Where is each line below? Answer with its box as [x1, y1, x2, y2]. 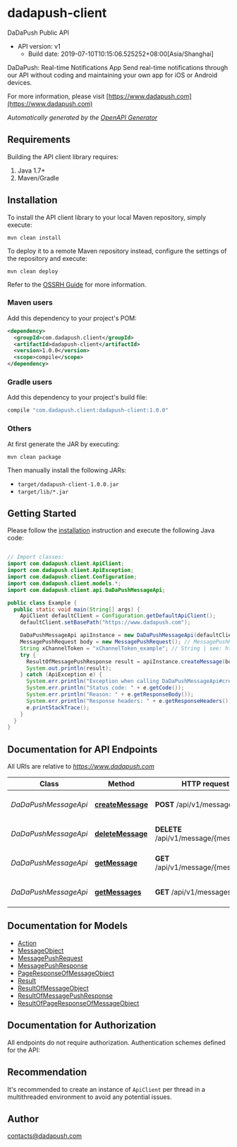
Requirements [7, 134, 71, 146]
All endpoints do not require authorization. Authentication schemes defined [7, 1038, 226, 1047]
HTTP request [181, 779, 230, 789]
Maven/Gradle [17, 173, 59, 182]
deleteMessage [94, 829, 148, 839]
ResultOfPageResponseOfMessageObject [17, 998, 140, 1007]
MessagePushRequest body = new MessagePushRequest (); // [20, 639, 191, 646]
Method [108, 779, 135, 789]
